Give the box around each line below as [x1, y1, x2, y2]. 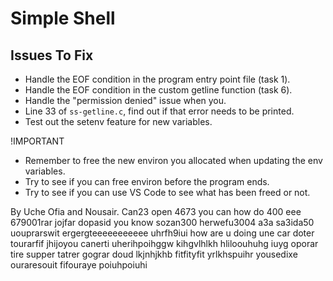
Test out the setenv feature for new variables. [24, 116, 213, 127]
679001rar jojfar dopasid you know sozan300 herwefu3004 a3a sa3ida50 [10, 217, 315, 228]
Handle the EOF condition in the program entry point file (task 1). [24, 73, 291, 85]
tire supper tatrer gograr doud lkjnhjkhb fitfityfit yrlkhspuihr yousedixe [10, 248, 298, 260]
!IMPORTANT [10, 135, 65, 147]
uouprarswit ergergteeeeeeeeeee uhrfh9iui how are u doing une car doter [10, 227, 315, 239]
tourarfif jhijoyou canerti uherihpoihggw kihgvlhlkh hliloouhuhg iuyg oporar [10, 238, 319, 249]
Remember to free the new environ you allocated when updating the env [24, 155, 323, 166]
